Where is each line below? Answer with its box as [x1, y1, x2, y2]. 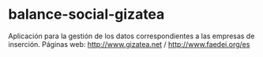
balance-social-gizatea [8, 5, 165, 23]
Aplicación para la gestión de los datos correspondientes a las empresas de [8, 31, 255, 41]
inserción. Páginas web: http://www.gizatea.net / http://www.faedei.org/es [8, 39, 250, 48]
